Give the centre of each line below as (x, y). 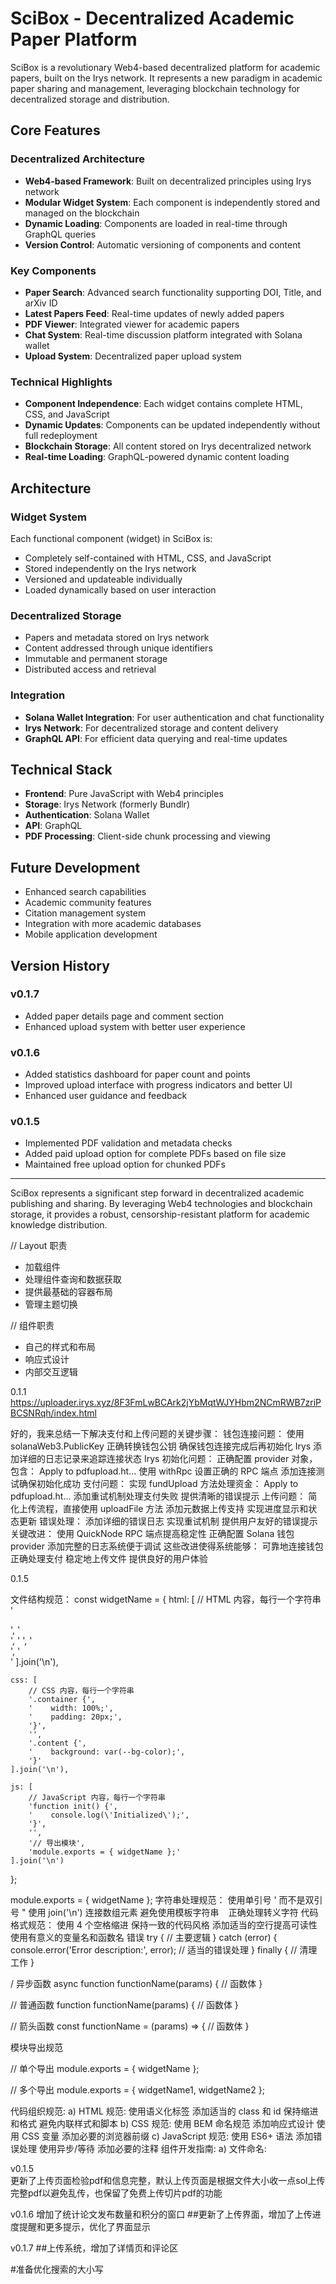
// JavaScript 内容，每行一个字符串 (97, 1798)
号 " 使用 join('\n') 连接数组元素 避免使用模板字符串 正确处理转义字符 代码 (164, 1913)
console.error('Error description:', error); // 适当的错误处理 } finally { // (154, 1950)
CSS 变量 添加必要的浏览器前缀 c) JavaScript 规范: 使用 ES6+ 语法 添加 (167, 2136)
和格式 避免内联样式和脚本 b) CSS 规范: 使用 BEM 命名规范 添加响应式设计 (162, 2124)
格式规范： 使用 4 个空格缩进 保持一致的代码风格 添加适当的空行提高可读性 (164, 1925)
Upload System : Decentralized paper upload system (133, 356)
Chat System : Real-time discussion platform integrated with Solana (163, 334)
